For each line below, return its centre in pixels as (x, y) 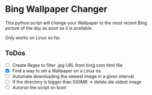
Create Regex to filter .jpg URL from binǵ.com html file (67, 65)
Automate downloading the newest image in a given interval (73, 76)
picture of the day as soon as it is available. (49, 28)
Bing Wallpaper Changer (56, 9)
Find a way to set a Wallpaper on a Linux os (57, 71)
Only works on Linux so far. (33, 38)
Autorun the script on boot (39, 87)
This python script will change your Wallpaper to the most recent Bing (76, 23)
